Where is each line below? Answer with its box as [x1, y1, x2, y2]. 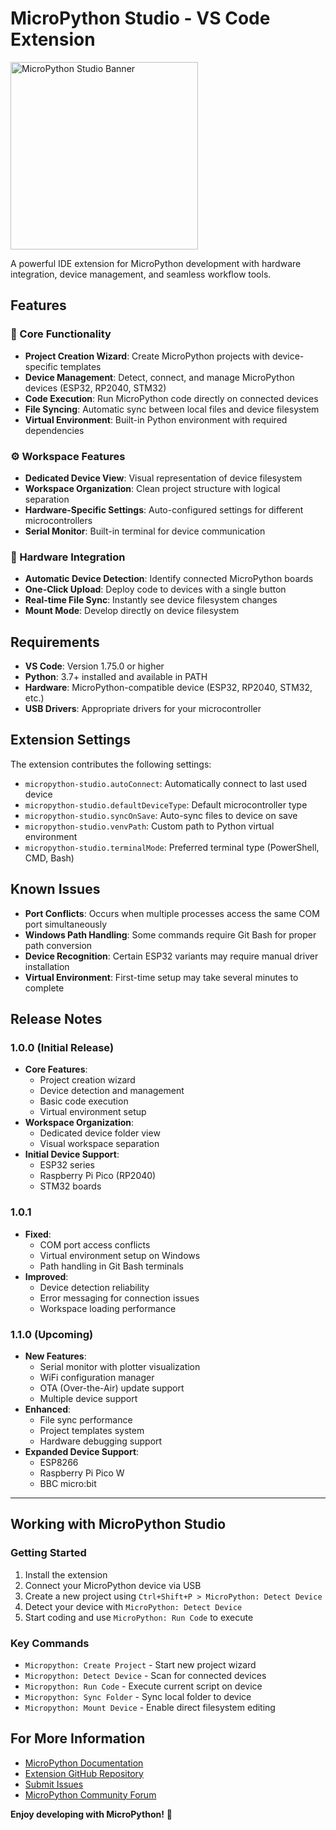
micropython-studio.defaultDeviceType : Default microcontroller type [24, 798, 308, 811]
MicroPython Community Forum [24, 1788, 157, 1801]
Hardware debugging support [39, 1435, 163, 1447]
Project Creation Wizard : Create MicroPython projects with [24, 350, 271, 362]
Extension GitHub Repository [24, 1767, 144, 1779]
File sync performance [39, 1413, 133, 1426]
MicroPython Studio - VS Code [10, 7, 271, 30]
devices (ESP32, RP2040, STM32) [24, 382, 167, 394]
